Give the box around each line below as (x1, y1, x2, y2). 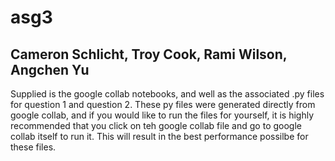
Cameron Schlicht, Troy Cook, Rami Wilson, (10, 46, 288, 63)
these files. (10, 141, 57, 153)
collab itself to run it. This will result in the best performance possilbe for (10, 131, 309, 142)
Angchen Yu (10, 61, 90, 78)
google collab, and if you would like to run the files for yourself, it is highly (10, 109, 315, 121)
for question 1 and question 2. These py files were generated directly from (10, 99, 316, 110)
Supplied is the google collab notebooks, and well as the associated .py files (10, 88, 325, 100)
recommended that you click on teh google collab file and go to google (10, 120, 302, 131)
